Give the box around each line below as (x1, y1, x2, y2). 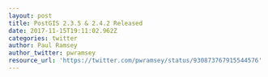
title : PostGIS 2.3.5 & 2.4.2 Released (8, 19, 143, 27)
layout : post (8, 11, 53, 20)
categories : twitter (8, 34, 79, 43)
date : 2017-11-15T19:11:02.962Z (8, 26, 117, 34)
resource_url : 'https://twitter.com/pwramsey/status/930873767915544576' (8, 57, 263, 65)
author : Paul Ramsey (8, 42, 79, 50)
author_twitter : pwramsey (8, 49, 96, 57)
